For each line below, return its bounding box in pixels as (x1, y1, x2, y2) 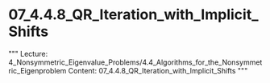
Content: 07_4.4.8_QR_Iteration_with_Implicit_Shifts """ (68, 65, 248, 75)
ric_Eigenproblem (8, 65, 67, 75)
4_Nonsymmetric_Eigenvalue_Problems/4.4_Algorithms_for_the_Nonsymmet (8, 57, 263, 67)
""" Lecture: (8, 49, 48, 58)
